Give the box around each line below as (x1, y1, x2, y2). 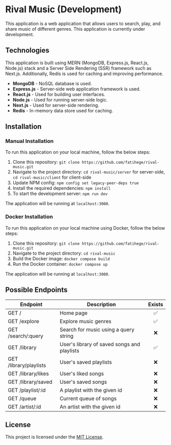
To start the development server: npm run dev (12, 190, 108, 197)
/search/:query (8, 332, 43, 339)
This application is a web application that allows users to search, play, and (5, 20, 161, 27)
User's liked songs (59, 370, 104, 377)
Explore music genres (59, 317, 112, 325)
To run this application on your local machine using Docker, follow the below (5, 225, 165, 231)
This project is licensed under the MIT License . (5, 434, 104, 440)
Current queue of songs (59, 394, 117, 402)
